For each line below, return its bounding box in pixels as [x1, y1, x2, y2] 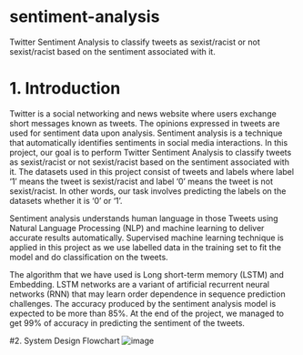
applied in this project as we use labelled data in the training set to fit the [9, 241, 282, 252]
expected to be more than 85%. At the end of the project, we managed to [9, 308, 285, 319]
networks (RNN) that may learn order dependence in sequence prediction [9, 289, 286, 299]
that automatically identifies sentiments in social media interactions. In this [9, 137, 288, 147]
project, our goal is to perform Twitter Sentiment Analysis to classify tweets [9, 147, 292, 157]
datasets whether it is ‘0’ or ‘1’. [9, 195, 123, 206]
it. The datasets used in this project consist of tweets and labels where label [9, 166, 294, 177]
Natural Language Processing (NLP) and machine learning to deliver [9, 222, 265, 233]
